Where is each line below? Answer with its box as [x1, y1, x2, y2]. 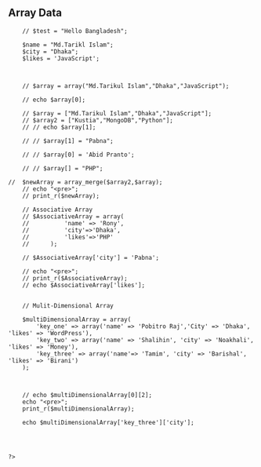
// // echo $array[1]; [22, 123, 96, 131]
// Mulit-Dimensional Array [22, 301, 114, 309]
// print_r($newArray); [22, 192, 100, 199]
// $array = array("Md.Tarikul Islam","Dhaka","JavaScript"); [22, 82, 230, 89]
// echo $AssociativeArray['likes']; [22, 281, 146, 289]
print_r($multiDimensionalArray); [22, 404, 135, 413]
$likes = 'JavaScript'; [22, 54, 100, 62]
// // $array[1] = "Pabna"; [22, 137, 114, 144]
